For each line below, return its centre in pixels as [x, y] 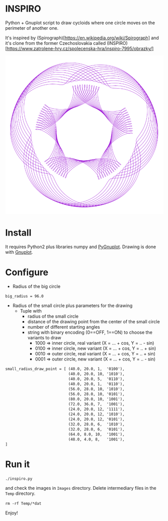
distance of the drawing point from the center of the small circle [94, 321]
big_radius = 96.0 [24, 296]
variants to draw [44, 337]
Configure [27, 273]
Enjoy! [12, 513]
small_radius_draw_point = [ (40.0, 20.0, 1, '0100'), [65, 369]
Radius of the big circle [36, 286]
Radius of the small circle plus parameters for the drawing [72, 306]
